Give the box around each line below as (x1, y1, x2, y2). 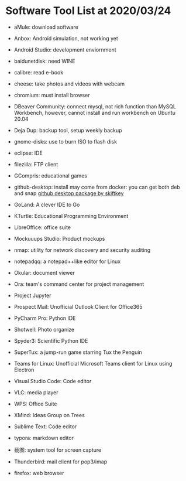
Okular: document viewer (13, 269, 75, 276)
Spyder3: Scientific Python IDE (13, 337, 88, 344)
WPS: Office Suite (13, 400, 57, 407)
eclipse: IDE (13, 149, 43, 156)
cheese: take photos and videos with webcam (13, 80, 125, 87)
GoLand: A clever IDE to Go (13, 201, 80, 208)
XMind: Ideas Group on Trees (13, 411, 85, 418)
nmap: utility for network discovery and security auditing (13, 246, 151, 253)
